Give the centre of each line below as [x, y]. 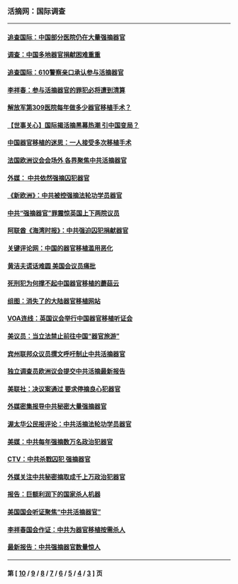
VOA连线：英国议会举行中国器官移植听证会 [70, 318]
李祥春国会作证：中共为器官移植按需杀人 [66, 529]
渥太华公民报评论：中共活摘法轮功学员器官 [69, 423]
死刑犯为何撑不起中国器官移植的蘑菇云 [63, 283]
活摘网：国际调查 [36, 11]
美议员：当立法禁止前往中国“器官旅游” [64, 336]
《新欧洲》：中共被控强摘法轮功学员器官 [65, 195]
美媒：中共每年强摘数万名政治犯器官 [60, 441]
